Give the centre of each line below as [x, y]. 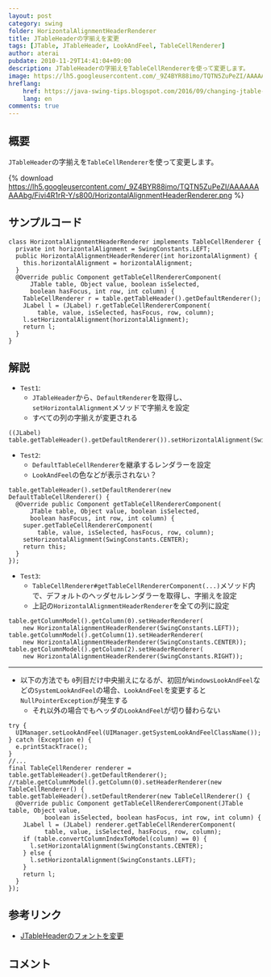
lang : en [38, 99]
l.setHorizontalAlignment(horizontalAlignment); [106, 319]
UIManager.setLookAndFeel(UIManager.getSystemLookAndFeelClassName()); [139, 733]
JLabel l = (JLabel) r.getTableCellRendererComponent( [117, 305]
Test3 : [30, 576]
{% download [31, 178]
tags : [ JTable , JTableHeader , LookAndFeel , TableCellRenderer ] [117, 46]
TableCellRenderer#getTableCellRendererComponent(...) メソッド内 [144, 585]
